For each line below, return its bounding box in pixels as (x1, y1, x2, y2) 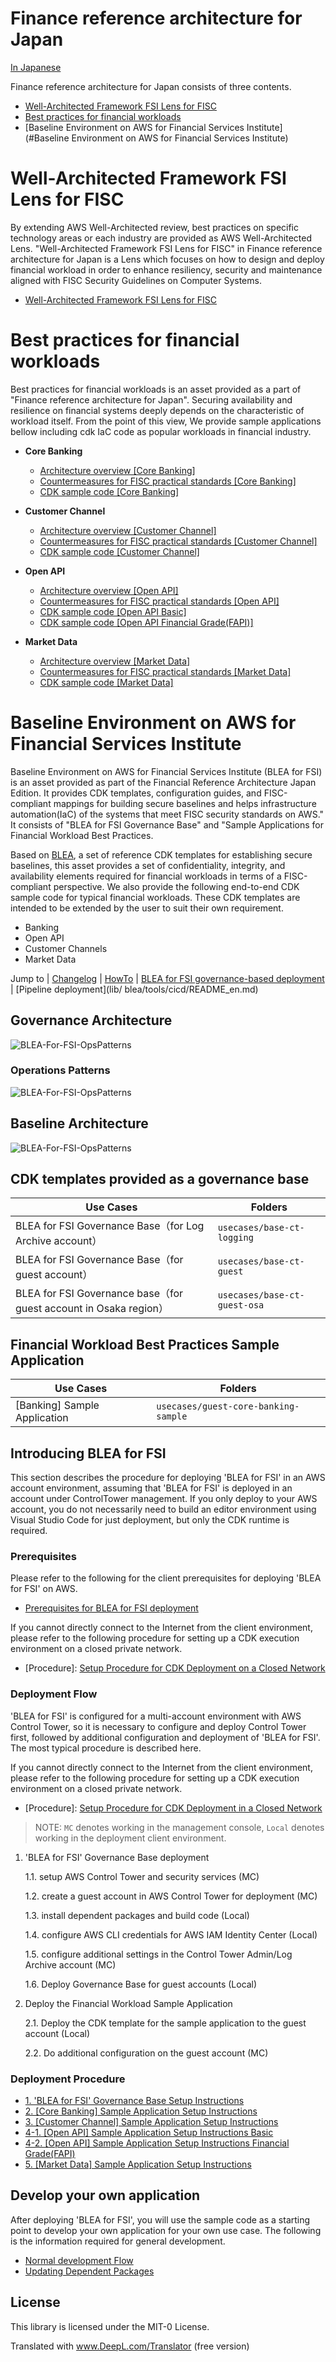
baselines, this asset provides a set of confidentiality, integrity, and (10, 859, 286, 871)
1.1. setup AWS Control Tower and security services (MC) (24, 1870, 260, 1882)
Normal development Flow (24, 2254, 134, 2266)
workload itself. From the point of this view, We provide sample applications (10, 415, 322, 427)
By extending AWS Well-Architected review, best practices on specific (10, 221, 300, 233)
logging (217, 1232, 254, 1244)
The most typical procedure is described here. (10, 1742, 202, 1754)
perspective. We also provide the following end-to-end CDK (53, 880, 300, 892)
